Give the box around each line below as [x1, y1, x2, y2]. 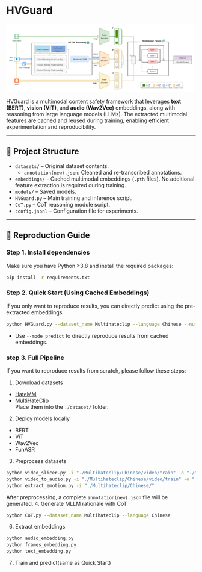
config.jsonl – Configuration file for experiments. [14, 207, 138, 214]
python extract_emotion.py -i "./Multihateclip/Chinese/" [6, 482, 155, 488]
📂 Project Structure [6, 146, 79, 157]
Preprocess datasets [14, 457, 67, 464]
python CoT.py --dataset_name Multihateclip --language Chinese [6, 512, 171, 518]
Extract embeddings [14, 523, 66, 530]
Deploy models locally [14, 415, 70, 422]
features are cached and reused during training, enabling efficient [6, 117, 170, 124]
